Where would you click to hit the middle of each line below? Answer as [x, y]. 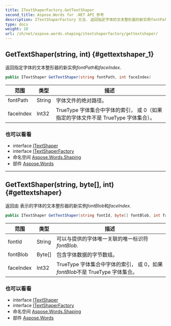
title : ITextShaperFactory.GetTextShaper [50, 10]
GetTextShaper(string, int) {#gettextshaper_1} [80, 54]
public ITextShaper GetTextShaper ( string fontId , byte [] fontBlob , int [83, 215]
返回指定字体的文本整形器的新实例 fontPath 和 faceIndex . [63, 67]
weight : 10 [17, 29]
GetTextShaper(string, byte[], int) [60, 185]
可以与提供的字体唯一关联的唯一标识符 [102, 239]
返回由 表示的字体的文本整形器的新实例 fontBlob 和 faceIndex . [68, 205]
